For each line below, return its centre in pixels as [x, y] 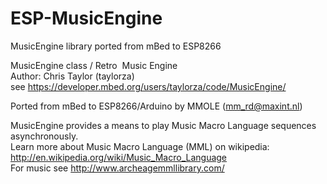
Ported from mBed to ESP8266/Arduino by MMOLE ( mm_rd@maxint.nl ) [156, 106]
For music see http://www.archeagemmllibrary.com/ [117, 168]
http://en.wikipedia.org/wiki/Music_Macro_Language [119, 157]
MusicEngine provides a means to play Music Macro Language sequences [163, 125]
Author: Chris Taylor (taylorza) [72, 76]
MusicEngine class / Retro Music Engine [94, 65]
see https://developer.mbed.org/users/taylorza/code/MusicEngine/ [148, 86]
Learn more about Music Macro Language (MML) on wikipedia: [140, 146]
